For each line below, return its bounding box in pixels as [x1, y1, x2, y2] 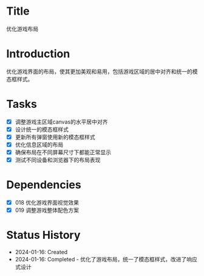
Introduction [6, 47, 70, 61]
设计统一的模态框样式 [15, 126, 69, 133]
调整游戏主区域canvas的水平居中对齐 [15, 118, 108, 126]
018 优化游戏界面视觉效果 [15, 199, 79, 207]
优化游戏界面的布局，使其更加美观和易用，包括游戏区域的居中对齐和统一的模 [6, 68, 198, 75]
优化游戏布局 [6, 25, 38, 32]
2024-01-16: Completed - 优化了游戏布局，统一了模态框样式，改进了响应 [15, 256, 197, 263]
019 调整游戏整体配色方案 [15, 207, 79, 214]
